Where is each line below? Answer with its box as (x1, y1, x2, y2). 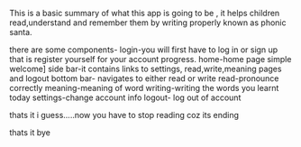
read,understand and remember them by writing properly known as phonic (9, 17, 287, 28)
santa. (9, 27, 33, 37)
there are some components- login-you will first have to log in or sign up (9, 44, 278, 55)
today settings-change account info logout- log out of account (9, 92, 242, 103)
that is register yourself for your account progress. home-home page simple (9, 54, 292, 64)
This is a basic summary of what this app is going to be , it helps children (9, 8, 280, 18)
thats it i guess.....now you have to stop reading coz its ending (9, 110, 240, 120)
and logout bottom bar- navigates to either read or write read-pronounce (9, 73, 279, 84)
